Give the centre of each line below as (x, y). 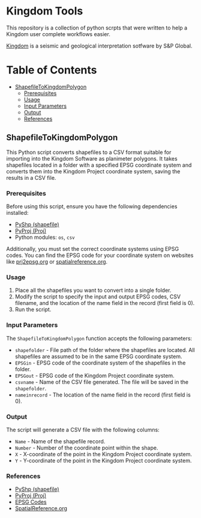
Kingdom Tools (45, 11)
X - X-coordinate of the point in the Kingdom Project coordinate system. (103, 454)
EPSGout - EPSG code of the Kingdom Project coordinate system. (94, 375)
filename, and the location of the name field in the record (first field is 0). (105, 303)
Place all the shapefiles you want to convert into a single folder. (93, 291)
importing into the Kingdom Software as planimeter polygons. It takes (92, 158)
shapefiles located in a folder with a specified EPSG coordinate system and (99, 165)
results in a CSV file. (31, 177)
